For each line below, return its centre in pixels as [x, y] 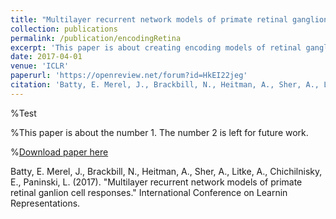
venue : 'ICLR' [40, 66]
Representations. [45, 203]
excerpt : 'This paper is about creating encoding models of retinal [156, 47]
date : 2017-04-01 [46, 57]
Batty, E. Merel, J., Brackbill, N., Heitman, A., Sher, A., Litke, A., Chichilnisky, [166, 171]
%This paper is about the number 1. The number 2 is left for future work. [159, 132]
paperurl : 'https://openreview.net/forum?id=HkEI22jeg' [129, 76]
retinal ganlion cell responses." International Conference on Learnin [149, 192]
